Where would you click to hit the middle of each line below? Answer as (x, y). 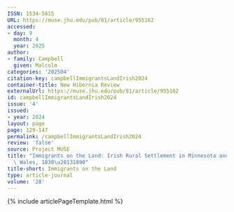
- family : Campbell (36, 59)
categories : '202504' (39, 72)
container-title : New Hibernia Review (63, 85)
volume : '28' (26, 181)
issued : (18, 111)
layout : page (26, 123)
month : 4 (26, 40)
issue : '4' (23, 104)
